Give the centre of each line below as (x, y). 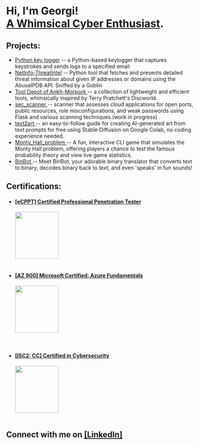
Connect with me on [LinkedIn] (64, 435)
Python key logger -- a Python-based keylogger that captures (91, 60)
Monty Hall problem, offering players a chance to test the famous (95, 149)
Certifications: (34, 186)
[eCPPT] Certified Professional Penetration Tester (78, 202)
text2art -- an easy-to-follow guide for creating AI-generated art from (100, 123)
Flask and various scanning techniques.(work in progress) (86, 117)
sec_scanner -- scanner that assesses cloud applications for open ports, (104, 104)
